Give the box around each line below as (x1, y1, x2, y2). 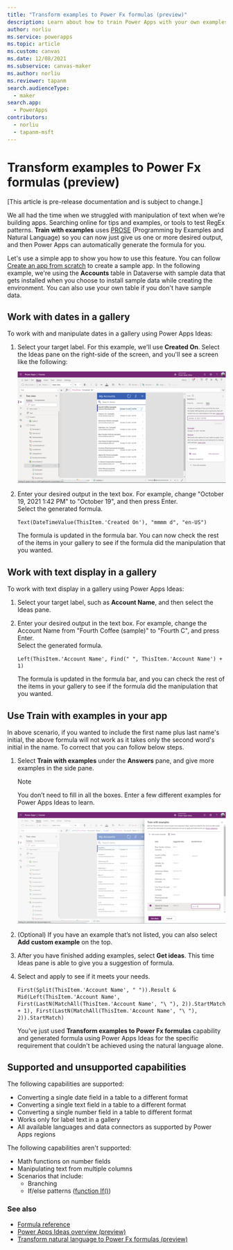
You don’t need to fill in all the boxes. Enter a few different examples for (17, 791, 222, 800)
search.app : (7, 100, 42, 106)
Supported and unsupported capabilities (7, 1061, 187, 1073)
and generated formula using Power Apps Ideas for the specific (17, 1034, 199, 1042)
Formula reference (17, 1220, 71, 1228)
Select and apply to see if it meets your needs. (17, 972, 150, 981)
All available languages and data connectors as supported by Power (17, 1123, 212, 1131)
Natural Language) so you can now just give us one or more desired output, (7, 233, 223, 242)
